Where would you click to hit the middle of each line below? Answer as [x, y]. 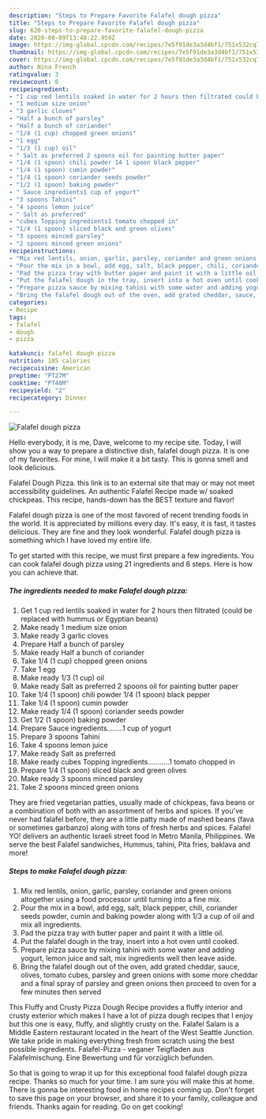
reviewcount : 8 [34, 82]
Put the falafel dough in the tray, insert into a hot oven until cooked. [129, 942]
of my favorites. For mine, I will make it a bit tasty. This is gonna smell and [129, 459]
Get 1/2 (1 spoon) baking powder [73, 720]
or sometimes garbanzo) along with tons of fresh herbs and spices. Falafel [130, 828]
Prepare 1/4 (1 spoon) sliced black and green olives [103, 770]
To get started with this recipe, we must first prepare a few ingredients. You [132, 556]
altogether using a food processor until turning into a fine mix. [121, 900]
